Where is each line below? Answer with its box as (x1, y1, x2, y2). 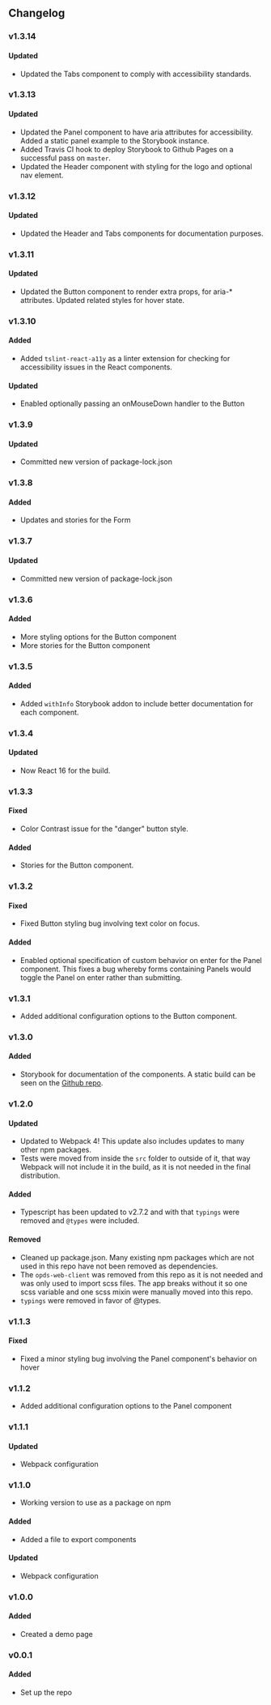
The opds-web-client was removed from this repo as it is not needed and (19, 1269, 264, 1279)
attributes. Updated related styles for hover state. (19, 295, 184, 305)
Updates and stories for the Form (19, 515, 131, 525)
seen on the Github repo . (19, 1078, 104, 1088)
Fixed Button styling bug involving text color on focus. (19, 919, 201, 928)
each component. (19, 707, 79, 717)
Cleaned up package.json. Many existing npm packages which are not (19, 1252, 255, 1262)
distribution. (19, 1170, 61, 1181)
